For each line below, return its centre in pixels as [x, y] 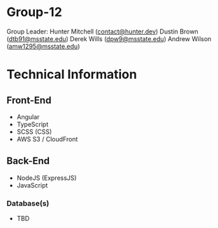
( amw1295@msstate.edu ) [43, 46]
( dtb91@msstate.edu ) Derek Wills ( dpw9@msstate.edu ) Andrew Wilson [109, 38]
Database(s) [28, 203]
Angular [28, 116]
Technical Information [72, 75]
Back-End [28, 161]
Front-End [29, 100]
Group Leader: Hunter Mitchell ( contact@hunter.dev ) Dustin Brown [102, 31]
